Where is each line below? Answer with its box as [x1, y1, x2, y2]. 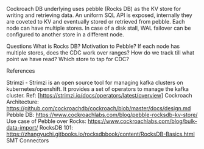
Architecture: [6, 98, 40, 105]
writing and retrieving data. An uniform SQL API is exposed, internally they [6, 12, 193, 19]
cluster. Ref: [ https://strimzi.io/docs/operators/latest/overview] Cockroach [6, 92, 192, 99]
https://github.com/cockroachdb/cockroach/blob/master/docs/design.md [6, 105, 191, 111]
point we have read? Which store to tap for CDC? [6, 56, 129, 62]
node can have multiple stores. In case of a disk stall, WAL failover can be [6, 24, 191, 31]
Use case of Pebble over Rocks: [6, 118, 86, 125]
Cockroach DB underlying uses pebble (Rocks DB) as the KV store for [6, 5, 181, 12]
